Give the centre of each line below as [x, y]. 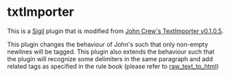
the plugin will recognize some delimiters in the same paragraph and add [110, 58]
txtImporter [41, 12]
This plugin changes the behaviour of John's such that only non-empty [107, 44]
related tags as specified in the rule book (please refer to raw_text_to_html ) [113, 66]
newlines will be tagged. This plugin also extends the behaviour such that [111, 52]
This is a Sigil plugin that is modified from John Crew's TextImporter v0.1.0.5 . [115, 31]
